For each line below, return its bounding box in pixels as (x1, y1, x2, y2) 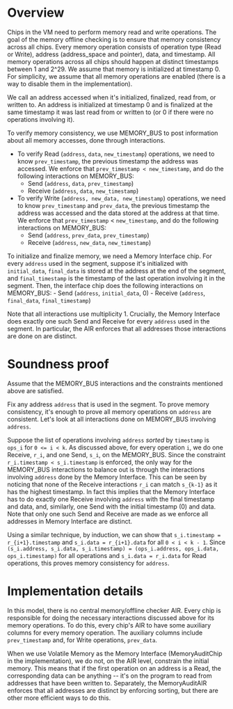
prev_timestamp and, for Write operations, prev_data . (7, 635, 158, 644)
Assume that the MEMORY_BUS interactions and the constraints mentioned (7, 379, 223, 388)
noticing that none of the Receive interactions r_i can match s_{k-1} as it (7, 480, 218, 488)
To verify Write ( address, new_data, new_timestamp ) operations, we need (17, 193, 226, 202)
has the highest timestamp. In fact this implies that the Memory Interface (7, 487, 216, 495)
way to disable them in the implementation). (7, 79, 133, 88)
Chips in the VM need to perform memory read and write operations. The (7, 28, 217, 36)
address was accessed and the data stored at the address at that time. (17, 209, 220, 217)
